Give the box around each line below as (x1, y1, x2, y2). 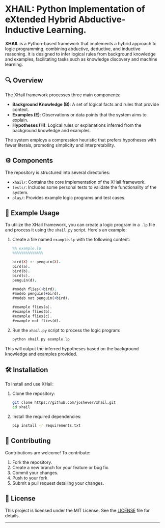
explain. (12, 117, 28, 123)
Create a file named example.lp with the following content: (12, 237, 130, 243)
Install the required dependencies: (12, 414, 82, 419)
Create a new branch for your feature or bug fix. (12, 464, 110, 470)
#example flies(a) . (12, 305, 53, 310)
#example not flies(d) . (12, 318, 61, 323)
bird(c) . (12, 273, 30, 278)
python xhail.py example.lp (12, 336, 70, 342)
